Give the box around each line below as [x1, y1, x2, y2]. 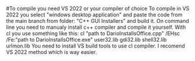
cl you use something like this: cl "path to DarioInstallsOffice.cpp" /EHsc [6, 30, 180, 37]
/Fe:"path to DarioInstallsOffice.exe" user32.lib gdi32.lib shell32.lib [6, 36, 167, 43]
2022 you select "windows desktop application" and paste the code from [6, 11, 183, 18]
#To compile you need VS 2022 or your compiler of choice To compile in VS [6, 5, 190, 12]
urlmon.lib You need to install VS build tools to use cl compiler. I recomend [6, 42, 186, 49]
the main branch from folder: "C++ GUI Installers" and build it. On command [6, 18, 189, 24]
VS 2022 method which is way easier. [6, 49, 97, 55]
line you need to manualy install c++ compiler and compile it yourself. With [6, 23, 186, 30]
